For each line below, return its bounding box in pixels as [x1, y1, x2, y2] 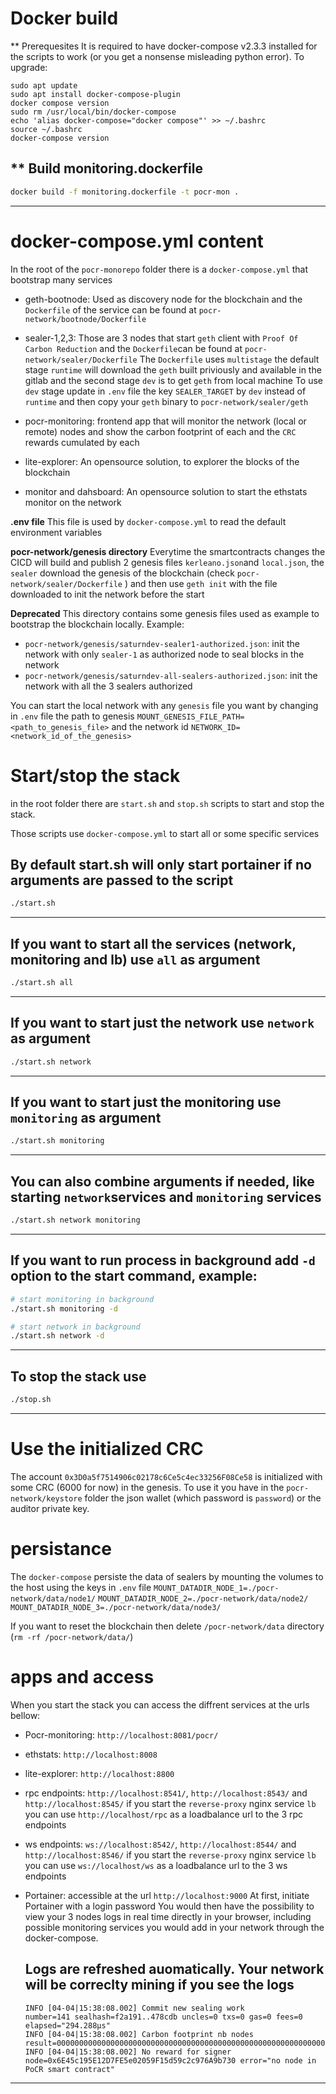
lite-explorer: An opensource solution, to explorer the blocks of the [24, 455, 300, 467]
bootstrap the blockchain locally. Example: [10, 618, 185, 630]
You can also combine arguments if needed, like [10, 1173, 315, 1190]
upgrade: [10, 61, 48, 73]
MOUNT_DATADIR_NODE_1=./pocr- [153, 1583, 280, 1593]
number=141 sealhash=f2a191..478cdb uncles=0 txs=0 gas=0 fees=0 [24, 2012, 303, 2022]
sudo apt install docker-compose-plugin [10, 89, 182, 99]
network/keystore [10, 1493, 83, 1504]
